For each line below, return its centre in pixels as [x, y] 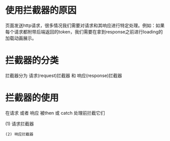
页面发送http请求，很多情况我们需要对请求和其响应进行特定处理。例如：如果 [85, 25]
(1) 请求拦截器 [20, 124]
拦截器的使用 [32, 98]
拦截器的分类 [32, 61]
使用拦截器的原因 [41, 10]
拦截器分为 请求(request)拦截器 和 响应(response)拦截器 [64, 75]
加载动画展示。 [21, 38]
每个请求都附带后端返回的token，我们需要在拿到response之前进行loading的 [84, 31]
